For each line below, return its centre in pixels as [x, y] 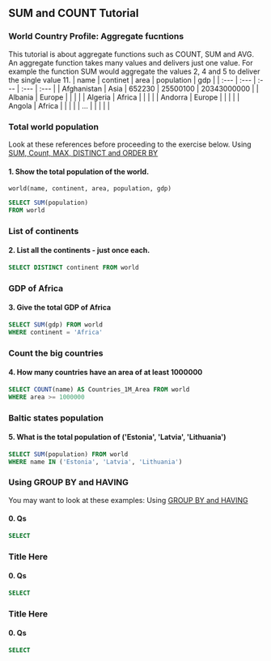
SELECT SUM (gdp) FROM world [56, 325]
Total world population [54, 126]
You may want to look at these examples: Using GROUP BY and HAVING [128, 500]
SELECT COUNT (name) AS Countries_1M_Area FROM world [99, 389]
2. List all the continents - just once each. [79, 250]
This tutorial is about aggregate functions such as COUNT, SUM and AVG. [131, 54]
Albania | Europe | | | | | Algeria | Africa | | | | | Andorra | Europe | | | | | [124, 97]
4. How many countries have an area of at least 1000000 [106, 373]
